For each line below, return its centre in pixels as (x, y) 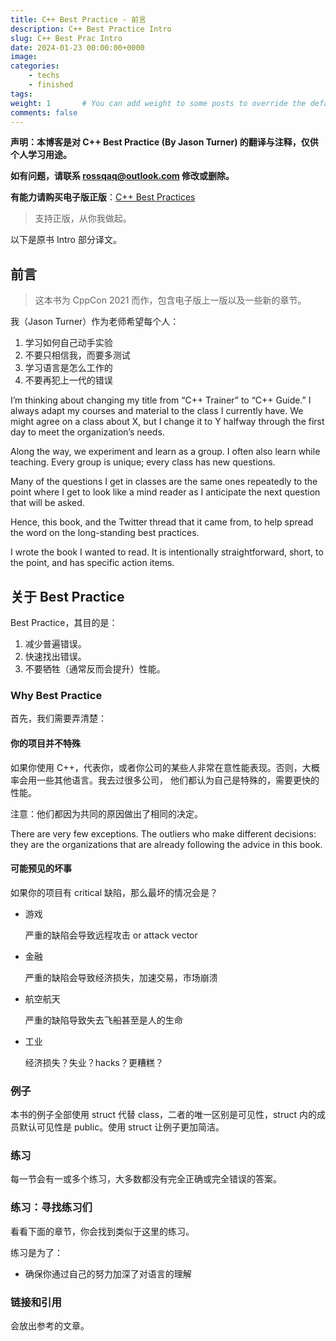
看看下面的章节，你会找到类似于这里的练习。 (102, 1231)
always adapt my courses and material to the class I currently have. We (157, 411)
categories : (35, 66)
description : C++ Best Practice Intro (91, 29)
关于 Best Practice (67, 596)
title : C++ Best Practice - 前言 (78, 19)
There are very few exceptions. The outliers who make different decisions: (163, 833)
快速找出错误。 (55, 656)
